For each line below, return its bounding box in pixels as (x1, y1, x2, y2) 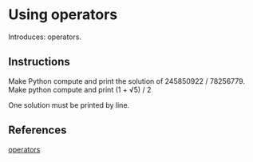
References (8, 124, 67, 137)
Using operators (8, 6, 118, 24)
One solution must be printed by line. (8, 100, 130, 109)
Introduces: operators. (8, 32, 82, 41)
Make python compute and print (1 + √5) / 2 (8, 85, 152, 94)
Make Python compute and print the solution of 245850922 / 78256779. (8, 76, 246, 85)
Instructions (8, 55, 70, 69)
